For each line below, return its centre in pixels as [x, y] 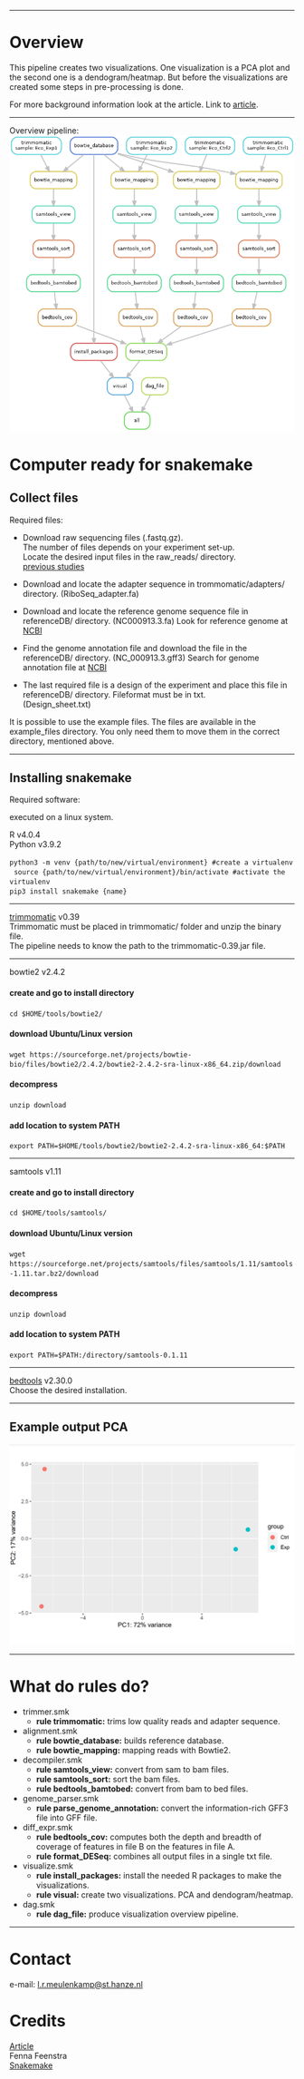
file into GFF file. [66, 1817]
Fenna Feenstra [38, 2055]
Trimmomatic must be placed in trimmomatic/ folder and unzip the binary [146, 927]
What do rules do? [79, 1686]
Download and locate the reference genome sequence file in [135, 611]
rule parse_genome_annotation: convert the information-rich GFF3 [162, 1808]
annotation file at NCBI [64, 667]
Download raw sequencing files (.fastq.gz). [103, 537]
